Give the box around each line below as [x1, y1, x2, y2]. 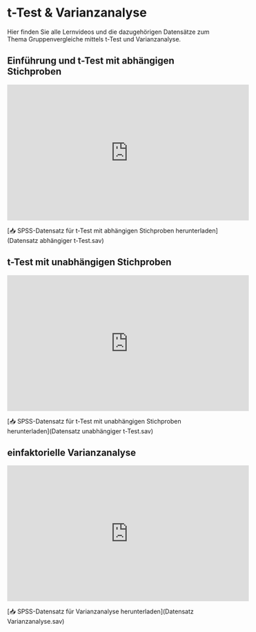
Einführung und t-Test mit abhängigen [7, 55, 175, 67]
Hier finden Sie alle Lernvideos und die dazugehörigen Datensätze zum [7, 28, 210, 36]
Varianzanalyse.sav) [7, 618, 65, 626]
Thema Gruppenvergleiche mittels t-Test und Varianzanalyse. [7, 34, 181, 43]
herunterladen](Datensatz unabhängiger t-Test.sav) [7, 426, 154, 435]
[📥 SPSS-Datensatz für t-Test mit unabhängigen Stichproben [7, 417, 181, 425]
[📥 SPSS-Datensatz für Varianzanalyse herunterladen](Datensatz [7, 607, 195, 615]
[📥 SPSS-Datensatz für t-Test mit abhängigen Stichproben [7, 226, 175, 235]
